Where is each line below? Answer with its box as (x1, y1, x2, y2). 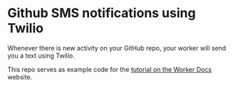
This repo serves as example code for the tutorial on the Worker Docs (7, 65, 212, 73)
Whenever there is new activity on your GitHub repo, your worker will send (7, 43, 227, 52)
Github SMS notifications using (7, 5, 196, 21)
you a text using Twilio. (7, 51, 75, 60)
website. (7, 73, 33, 81)
